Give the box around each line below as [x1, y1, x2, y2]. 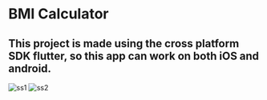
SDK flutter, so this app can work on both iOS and [8, 49, 259, 62]
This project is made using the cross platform [8, 37, 240, 50]
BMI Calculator [8, 5, 109, 23]
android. [8, 62, 52, 75]
